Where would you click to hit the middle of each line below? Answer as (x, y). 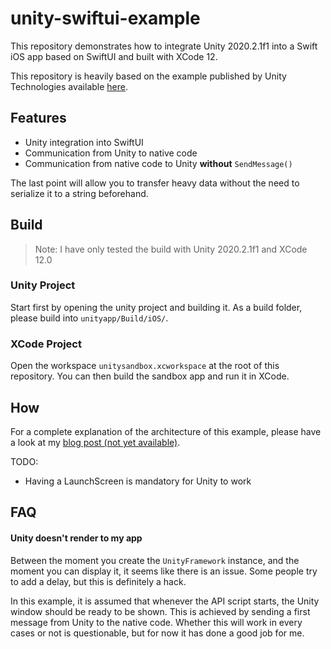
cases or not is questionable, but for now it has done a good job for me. (157, 633)
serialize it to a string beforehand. (79, 193)
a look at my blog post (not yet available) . (95, 442)
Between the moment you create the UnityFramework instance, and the (155, 560)
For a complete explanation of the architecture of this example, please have (166, 431)
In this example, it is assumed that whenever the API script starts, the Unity (165, 601)
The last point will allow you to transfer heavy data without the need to (155, 183)
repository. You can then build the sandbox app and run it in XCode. (150, 376)
